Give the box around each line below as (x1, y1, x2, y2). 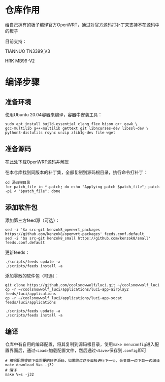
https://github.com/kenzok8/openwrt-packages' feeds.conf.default (5, 231, 144, 237)
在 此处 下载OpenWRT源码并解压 (5, 159, 69, 165)
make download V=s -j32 (5, 363, 54, 368)
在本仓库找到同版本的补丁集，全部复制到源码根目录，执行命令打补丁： (5, 169, 148, 175)
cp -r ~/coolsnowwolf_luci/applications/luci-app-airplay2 (5, 287, 129, 292)
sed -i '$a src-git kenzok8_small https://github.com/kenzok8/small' (5, 236, 151, 241)
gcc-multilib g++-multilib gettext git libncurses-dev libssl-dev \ (5, 126, 149, 131)
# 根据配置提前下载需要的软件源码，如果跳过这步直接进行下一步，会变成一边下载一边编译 (5, 358, 160, 363)
